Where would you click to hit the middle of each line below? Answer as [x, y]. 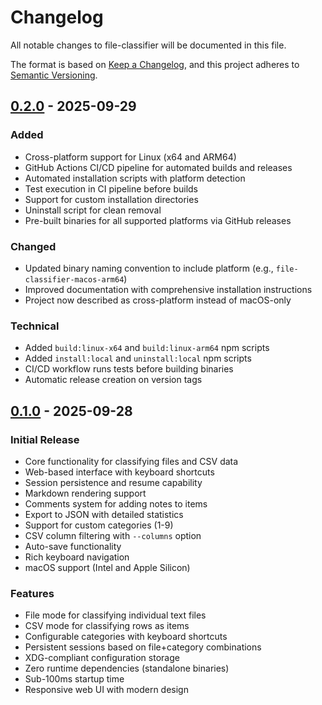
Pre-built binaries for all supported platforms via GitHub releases [158, 220]
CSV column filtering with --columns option [113, 535]
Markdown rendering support [85, 493]
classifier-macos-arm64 [74, 279]
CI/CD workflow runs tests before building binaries [129, 369]
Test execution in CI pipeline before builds [111, 188]
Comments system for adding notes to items [116, 503]
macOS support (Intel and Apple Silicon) [107, 567]
